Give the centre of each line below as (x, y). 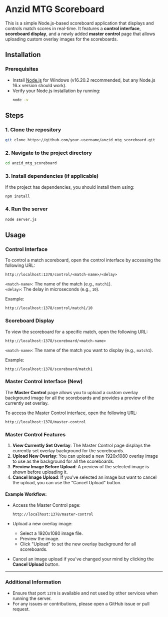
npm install (17, 196)
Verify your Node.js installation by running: (56, 91)
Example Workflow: (26, 494)
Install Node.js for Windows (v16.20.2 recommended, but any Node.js (84, 80)
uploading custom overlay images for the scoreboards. (62, 39)
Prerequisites (22, 69)
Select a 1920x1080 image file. (51, 533)
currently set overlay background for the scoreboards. (68, 451)
